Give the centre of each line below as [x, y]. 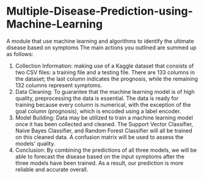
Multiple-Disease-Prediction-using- [100, 11]
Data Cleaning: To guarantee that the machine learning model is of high [105, 91]
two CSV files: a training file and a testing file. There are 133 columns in [105, 72]
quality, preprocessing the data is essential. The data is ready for [97, 98]
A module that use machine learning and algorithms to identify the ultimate [100, 41]
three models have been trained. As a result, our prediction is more [99, 163]
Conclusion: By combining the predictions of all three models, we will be [106, 150]
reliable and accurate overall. [52, 169]
